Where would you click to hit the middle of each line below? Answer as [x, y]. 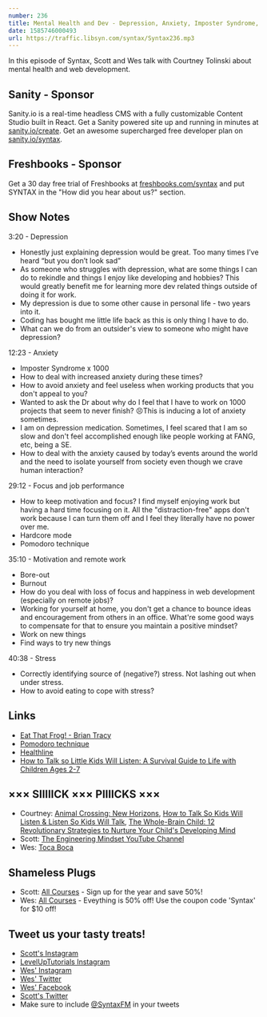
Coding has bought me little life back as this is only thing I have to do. [134, 320]
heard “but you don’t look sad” [70, 260]
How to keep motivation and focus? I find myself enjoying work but [130, 501]
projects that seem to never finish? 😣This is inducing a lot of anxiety [133, 410]
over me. [34, 527]
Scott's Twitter [44, 995]
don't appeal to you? [54, 394]
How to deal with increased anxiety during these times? [112, 376]
